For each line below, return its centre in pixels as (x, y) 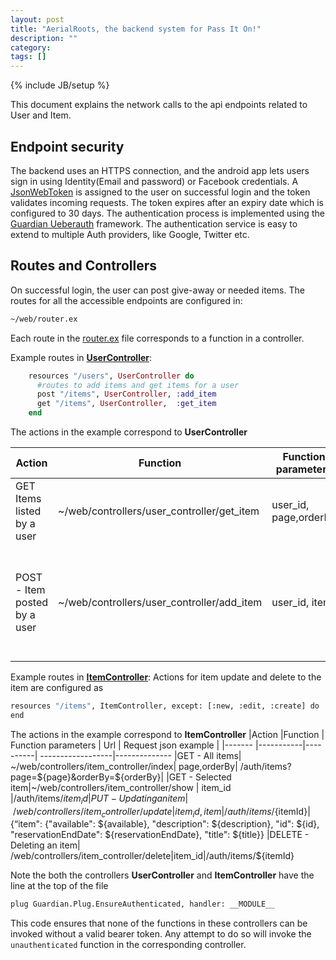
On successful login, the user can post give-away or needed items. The (157, 290)
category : (31, 47)
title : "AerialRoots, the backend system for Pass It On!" (136, 29)
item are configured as (57, 687)
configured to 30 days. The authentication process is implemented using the (167, 213)
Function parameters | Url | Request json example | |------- (131, 745)
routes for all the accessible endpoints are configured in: (126, 300)
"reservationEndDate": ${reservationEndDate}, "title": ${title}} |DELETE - (160, 835)
